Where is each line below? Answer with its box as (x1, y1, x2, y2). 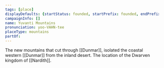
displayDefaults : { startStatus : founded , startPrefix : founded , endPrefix (5, 12, 161, 16)
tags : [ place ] (5, 7, 34, 12)
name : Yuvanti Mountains (5, 20, 56, 26)
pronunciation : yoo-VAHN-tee (5, 25, 64, 30)
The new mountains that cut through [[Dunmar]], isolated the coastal (5, 47, 143, 53)
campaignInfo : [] (5, 16, 41, 21)
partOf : (5, 34, 21, 39)
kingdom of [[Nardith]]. (5, 57, 52, 63)
